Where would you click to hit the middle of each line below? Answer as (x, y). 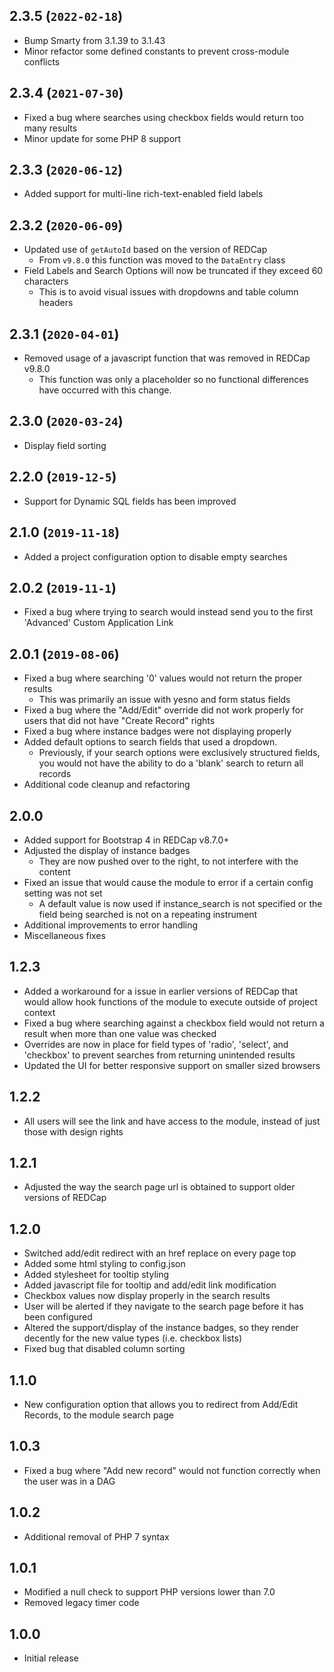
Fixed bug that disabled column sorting (104, 1349)
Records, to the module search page (98, 1415)
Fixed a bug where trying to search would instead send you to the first (168, 612)
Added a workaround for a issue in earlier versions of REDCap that (161, 991)
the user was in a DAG (69, 1481)
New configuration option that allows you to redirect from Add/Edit (161, 1404)
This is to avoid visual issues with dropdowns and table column (168, 292)
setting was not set (63, 893)
